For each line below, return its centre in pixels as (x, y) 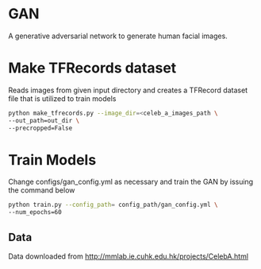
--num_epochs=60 (35, 212)
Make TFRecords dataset (92, 68)
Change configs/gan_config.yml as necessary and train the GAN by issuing (131, 182)
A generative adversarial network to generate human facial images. (118, 36)
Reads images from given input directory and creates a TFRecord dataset (128, 90)
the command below (42, 190)
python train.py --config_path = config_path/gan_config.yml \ (113, 205)
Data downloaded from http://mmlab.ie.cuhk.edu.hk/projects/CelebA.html (128, 256)
